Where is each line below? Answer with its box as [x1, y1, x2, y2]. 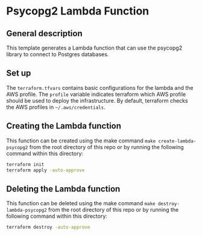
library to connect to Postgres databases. [6, 51, 109, 58]
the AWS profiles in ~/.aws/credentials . [6, 103, 106, 110]
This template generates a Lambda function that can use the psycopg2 [6, 44, 183, 51]
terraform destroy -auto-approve [6, 225, 90, 231]
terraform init [6, 161, 45, 167]
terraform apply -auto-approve [6, 167, 85, 173]
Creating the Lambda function [6, 121, 122, 131]
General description [6, 28, 83, 39]
